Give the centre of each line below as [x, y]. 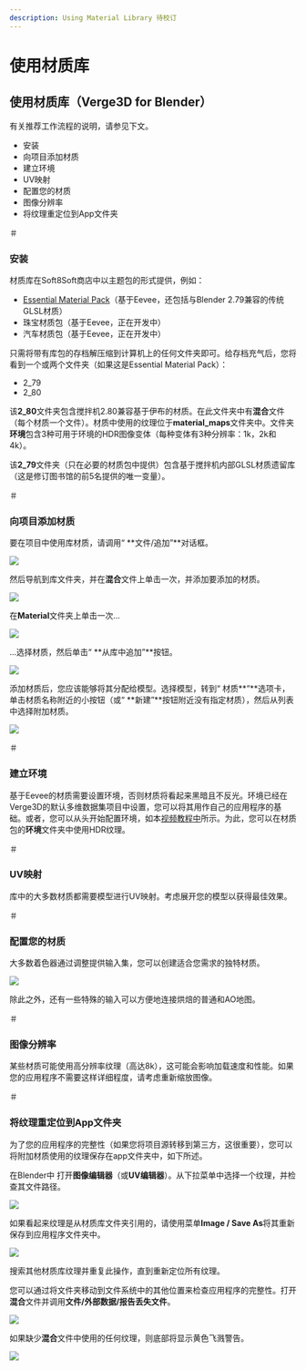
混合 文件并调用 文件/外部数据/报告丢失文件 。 [92, 1301]
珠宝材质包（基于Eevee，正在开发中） [94, 322]
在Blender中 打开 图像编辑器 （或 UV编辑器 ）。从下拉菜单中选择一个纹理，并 [149, 1175]
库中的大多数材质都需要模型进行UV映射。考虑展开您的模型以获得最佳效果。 [151, 896]
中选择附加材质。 [41, 711]
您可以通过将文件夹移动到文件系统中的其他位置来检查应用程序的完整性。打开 [153, 1290]
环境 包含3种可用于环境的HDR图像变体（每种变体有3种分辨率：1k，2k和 [143, 434]
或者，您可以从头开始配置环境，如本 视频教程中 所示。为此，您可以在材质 [161, 818]
